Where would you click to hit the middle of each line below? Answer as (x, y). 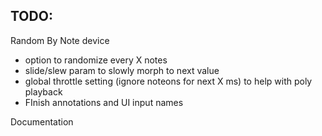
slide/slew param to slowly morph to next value (122, 70)
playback (43, 91)
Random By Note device (60, 40)
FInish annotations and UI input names (104, 102)
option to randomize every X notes (96, 60)
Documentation (42, 121)
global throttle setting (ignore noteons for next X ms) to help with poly (168, 81)
